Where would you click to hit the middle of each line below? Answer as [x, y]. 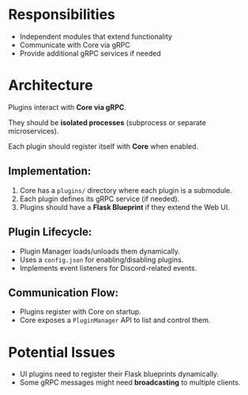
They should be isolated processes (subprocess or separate [107, 122]
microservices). [34, 131]
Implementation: [50, 171]
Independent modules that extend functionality [96, 36]
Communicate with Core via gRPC [75, 44]
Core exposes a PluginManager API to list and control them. [115, 320]
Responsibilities [62, 15]
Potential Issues [62, 352]
